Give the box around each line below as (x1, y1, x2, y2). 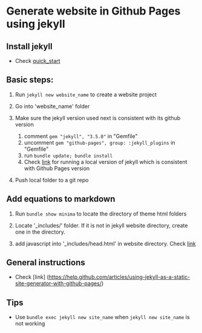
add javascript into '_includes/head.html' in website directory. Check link (15, 240, 197, 247)
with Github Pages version (24, 165, 90, 172)
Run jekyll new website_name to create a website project (15, 91, 157, 98)
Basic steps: (6, 74, 54, 85)
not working (15, 320, 45, 328)
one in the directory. (15, 228, 65, 236)
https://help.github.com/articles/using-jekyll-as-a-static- (48, 274, 191, 281)
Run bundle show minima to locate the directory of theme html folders (15, 210, 187, 217)
